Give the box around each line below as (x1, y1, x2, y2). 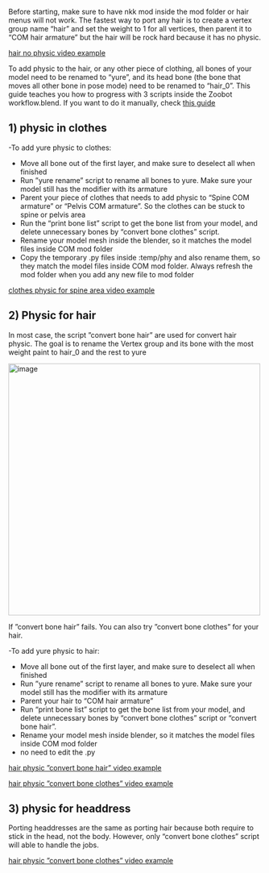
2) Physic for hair (8, 309, 97, 322)
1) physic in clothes (8, 121, 107, 135)
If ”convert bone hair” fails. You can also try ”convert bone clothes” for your (8, 621, 259, 631)
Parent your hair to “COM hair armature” (19, 696, 154, 705)
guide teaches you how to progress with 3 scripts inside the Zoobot (8, 89, 233, 99)
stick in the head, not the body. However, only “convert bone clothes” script (8, 832, 259, 842)
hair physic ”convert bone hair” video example (8, 763, 163, 772)
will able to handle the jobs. (8, 840, 99, 850)
